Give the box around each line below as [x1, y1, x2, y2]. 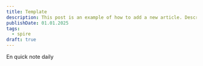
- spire [11, 31, 31, 37]
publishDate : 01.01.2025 [6, 20, 69, 26]
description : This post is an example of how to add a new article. [6, 14, 182, 20]
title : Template [6, 8, 47, 15]
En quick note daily [6, 53, 54, 60]
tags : [6, 25, 20, 32]
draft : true [6, 37, 36, 43]
